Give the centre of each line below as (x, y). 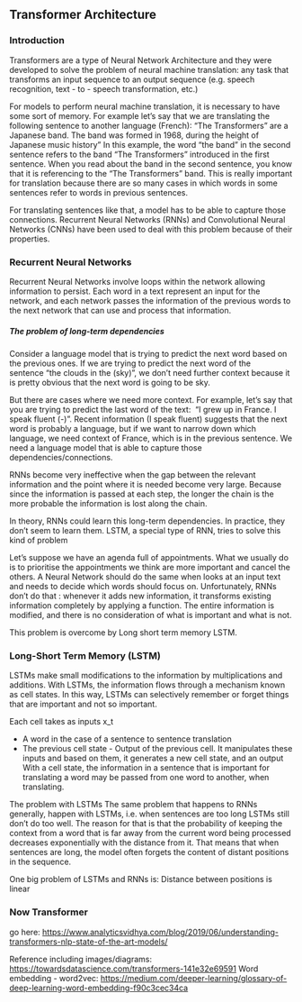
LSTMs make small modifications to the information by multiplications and (146, 676)
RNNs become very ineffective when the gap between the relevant (133, 474)
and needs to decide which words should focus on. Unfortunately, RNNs (143, 586)
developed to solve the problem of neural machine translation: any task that (149, 69)
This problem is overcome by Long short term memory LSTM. (124, 632)
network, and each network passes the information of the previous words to (150, 300)
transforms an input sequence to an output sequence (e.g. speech (132, 79)
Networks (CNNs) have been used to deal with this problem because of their (151, 229)
